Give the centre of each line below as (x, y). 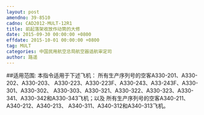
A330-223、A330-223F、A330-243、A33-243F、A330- (126, 83)
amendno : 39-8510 (28, 18)
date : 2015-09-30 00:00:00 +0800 (49, 35)
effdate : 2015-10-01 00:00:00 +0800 (53, 40)
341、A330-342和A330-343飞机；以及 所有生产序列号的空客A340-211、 (98, 98)
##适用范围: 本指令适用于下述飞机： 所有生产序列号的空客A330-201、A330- (102, 75)
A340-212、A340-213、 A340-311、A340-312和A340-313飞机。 (88, 106)
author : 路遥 (22, 57)
